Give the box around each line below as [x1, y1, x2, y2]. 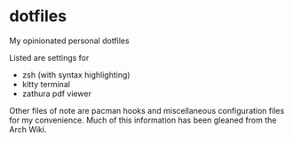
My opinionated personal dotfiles [9, 35, 131, 46]
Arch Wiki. [9, 123, 47, 134]
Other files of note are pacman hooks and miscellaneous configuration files [9, 105, 285, 116]
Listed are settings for [9, 52, 90, 63]
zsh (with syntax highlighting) [21, 69, 131, 80]
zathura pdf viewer [21, 88, 91, 99]
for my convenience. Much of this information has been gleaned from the [9, 115, 277, 125]
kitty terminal [21, 78, 71, 89]
